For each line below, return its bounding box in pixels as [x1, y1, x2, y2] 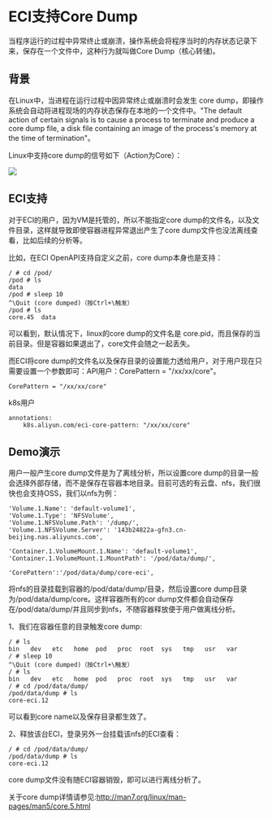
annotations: [8, 414, 53, 422]
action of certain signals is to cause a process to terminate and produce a [8, 115, 255, 125]
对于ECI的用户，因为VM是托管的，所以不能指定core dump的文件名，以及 [8, 215, 253, 225]
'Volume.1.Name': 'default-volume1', [8, 505, 136, 513]
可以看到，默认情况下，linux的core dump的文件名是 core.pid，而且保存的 [8, 328, 254, 338]
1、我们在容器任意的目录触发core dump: [8, 622, 142, 632]
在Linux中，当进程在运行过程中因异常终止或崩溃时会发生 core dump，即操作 [8, 95, 264, 105]
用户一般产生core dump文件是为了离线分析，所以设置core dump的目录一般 [8, 468, 259, 478]
